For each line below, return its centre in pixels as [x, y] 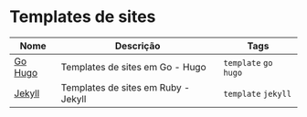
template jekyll [258, 94]
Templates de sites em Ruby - [125, 87]
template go [248, 63]
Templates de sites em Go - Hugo [134, 67]
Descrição [138, 46]
